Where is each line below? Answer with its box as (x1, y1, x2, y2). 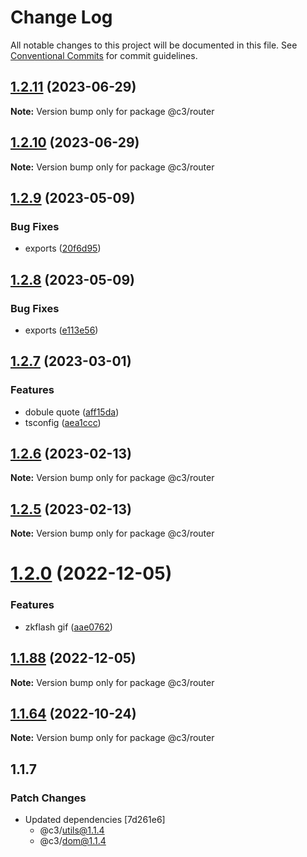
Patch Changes (10, 791, 87, 805)
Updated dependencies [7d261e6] (24, 814, 166, 826)
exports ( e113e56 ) (24, 324, 99, 336)
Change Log (10, 6, 113, 29)
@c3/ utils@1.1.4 (39, 824, 105, 836)
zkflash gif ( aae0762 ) (24, 621, 113, 633)
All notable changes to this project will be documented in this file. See (10, 39, 298, 51)
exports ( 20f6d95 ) (24, 242, 102, 255)
